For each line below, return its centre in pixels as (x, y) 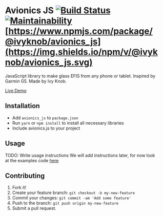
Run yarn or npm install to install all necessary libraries (68, 123)
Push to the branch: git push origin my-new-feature (65, 203)
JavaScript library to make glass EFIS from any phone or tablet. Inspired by (80, 76)
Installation (22, 106)
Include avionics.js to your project (46, 128)
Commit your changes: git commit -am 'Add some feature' (72, 198)
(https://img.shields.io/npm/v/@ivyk (81, 52)
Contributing (25, 176)
